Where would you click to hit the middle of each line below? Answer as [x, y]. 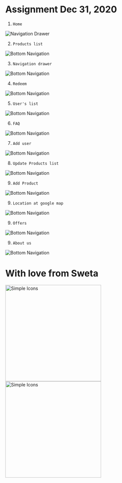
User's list [25, 104]
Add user [22, 143]
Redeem [20, 84]
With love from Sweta [52, 274]
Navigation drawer [32, 64]
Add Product [25, 183]
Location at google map [38, 203]
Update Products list [35, 163]
